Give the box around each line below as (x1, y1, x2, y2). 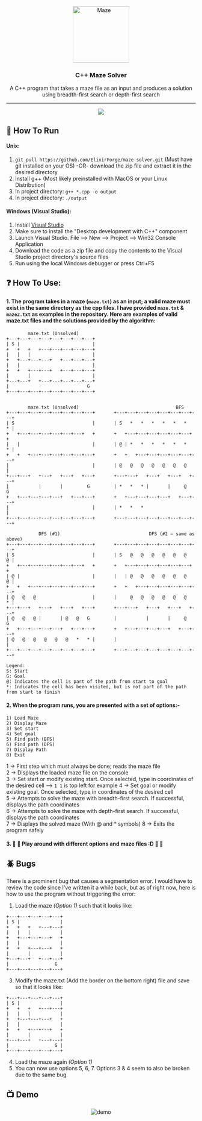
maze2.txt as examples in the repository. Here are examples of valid (6, 310, 178, 318)
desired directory (14, 168, 58, 175)
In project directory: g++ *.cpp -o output (14, 187, 117, 195)
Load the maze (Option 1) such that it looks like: (14, 902, 133, 909)
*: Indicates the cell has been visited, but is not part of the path (6, 683, 187, 689)
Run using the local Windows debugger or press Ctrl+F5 (14, 260, 155, 267)
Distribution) (14, 181, 46, 189)
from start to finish (6, 689, 61, 695)
